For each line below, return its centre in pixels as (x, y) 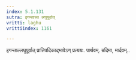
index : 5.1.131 (25, 12)
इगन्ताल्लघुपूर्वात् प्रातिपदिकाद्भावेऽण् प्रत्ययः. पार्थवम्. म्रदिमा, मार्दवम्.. (68, 50)
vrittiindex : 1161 (29, 28)
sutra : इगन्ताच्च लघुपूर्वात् (31, 17)
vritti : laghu (24, 23)
